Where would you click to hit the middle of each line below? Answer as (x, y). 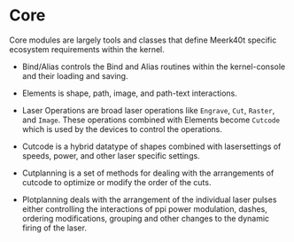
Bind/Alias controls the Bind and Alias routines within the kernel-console (154, 66)
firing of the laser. (54, 228)
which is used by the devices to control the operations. (122, 129)
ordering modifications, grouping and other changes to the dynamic (146, 218)
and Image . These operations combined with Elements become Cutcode (151, 120)
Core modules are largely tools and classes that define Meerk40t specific (143, 40)
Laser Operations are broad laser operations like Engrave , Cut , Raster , (148, 110)
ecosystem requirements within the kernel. (87, 49)
